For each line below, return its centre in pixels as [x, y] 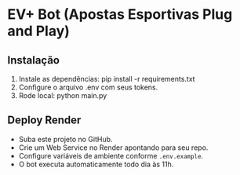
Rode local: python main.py [63, 95]
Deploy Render [44, 120]
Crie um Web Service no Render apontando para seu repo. [113, 148]
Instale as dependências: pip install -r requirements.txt [107, 79]
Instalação [34, 60]
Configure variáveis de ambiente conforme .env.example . [111, 155]
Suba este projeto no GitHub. [65, 139]
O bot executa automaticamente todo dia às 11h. [96, 164]
